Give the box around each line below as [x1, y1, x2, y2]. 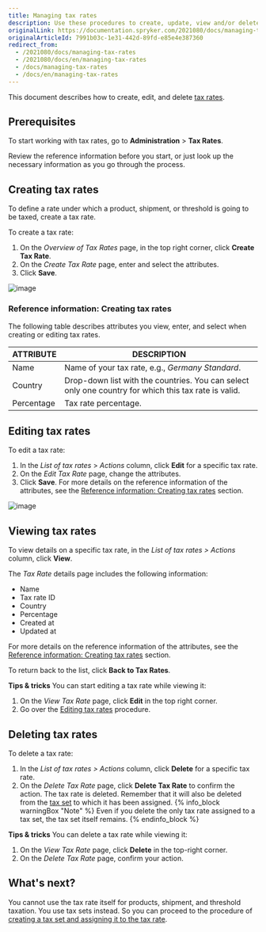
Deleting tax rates [8, 728, 97, 741]
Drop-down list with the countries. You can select [64, 375, 249, 386]
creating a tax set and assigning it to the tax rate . [8, 914, 168, 923]
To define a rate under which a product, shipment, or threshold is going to [8, 204, 249, 214]
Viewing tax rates [8, 524, 97, 538]
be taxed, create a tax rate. [8, 212, 97, 222]
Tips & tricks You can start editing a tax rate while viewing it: [8, 681, 207, 690]
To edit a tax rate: [8, 445, 66, 455]
